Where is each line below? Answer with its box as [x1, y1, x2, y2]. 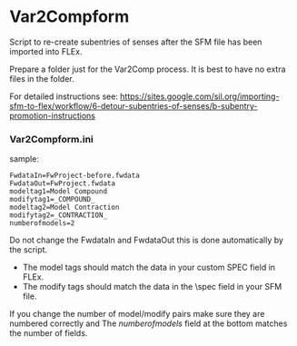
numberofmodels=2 [9, 219, 75, 228]
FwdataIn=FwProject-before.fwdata [9, 171, 141, 181]
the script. [9, 244, 48, 255]
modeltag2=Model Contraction [9, 203, 120, 213]
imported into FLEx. [9, 45, 83, 56]
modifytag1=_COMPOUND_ [9, 195, 95, 204]
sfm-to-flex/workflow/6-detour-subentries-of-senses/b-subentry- [9, 100, 258, 111]
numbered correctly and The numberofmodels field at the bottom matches [9, 318, 288, 329]
